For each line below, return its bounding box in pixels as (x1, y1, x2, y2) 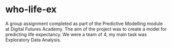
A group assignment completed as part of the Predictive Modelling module (5, 20, 163, 27)
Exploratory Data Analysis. (5, 37, 62, 43)
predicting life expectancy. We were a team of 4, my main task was (5, 31, 147, 37)
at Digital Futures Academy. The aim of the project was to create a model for (5, 26, 167, 32)
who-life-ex (5, 4, 57, 15)
